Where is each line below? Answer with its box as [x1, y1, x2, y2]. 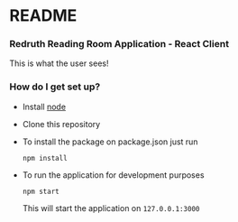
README [9, 5, 78, 26]
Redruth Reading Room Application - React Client [9, 38, 230, 51]
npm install [22, 153, 68, 162]
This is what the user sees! [9, 58, 109, 69]
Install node [22, 101, 66, 112]
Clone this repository [22, 118, 101, 129]
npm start [22, 187, 60, 196]
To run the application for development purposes [22, 169, 205, 180]
